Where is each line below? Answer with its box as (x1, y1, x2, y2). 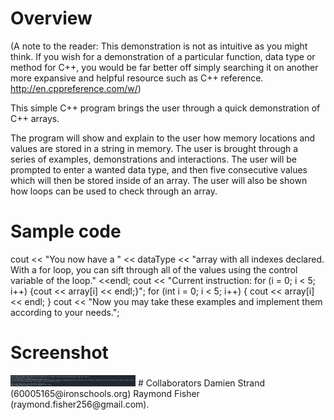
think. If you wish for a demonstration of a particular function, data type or (10, 50, 316, 62)
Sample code (10, 220, 122, 243)
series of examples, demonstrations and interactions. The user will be (10, 153, 297, 165)
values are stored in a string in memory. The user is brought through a (10, 142, 299, 154)
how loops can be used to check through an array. (10, 185, 218, 197)
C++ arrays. (10, 112, 60, 124)
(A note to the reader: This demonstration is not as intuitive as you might (10, 40, 308, 52)
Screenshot (10, 342, 109, 364)
